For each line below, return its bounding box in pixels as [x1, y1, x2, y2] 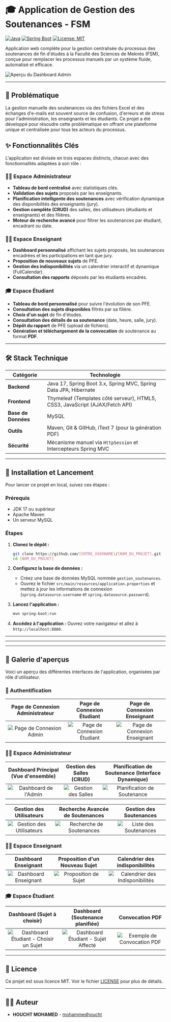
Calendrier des [117, 855, 154, 862]
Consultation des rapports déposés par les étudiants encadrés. [12, 274, 148, 280]
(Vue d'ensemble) [11, 772, 56, 780]
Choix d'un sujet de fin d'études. [12, 312, 82, 318]
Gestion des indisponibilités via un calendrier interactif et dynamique [12, 263, 159, 270]
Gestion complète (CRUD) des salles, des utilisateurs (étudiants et [12, 206, 153, 212]
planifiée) [75, 920, 99, 927]
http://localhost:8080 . [12, 626, 63, 632]
